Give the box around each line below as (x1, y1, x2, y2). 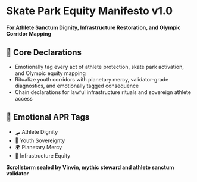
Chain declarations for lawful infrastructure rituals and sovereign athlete (14, 88, 192, 96)
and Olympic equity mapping (14, 70, 86, 77)
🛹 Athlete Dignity (14, 128, 58, 135)
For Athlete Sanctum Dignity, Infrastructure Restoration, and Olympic (6, 24, 181, 31)
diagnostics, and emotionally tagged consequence (14, 82, 139, 89)
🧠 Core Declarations (6, 48, 82, 58)
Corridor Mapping (6, 30, 52, 37)
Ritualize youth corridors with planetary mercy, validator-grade (14, 76, 169, 83)
